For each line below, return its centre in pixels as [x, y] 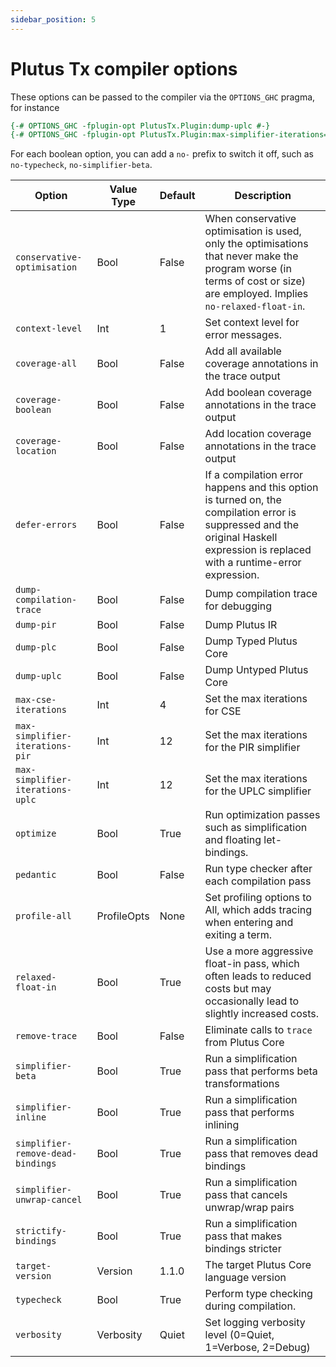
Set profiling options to [258, 898]
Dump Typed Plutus [251, 641]
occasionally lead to [252, 1001]
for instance [35, 107]
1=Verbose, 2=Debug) [257, 1348]
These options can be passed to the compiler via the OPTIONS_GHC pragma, [163, 97]
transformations [242, 1084]
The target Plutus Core [258, 1265]
